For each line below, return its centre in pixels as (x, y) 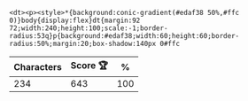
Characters (38, 66)
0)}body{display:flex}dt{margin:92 (75, 20)
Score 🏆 (89, 65)
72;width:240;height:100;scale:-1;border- (89, 28)
